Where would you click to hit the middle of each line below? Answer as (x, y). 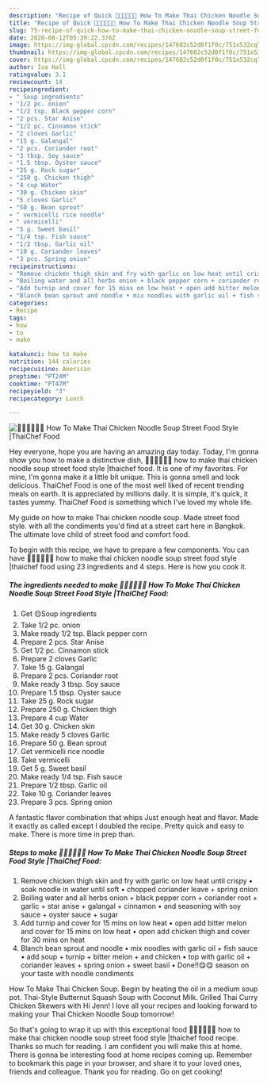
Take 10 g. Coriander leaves (66, 794)
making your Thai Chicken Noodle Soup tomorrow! (92, 1014)
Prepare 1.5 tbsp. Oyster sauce (71, 693)
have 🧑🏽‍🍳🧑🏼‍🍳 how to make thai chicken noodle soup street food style (123, 558)
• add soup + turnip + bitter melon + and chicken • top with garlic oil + (135, 957)
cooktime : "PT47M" (39, 384)
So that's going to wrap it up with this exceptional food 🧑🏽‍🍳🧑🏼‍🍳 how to (125, 1030)
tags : (18, 318)
